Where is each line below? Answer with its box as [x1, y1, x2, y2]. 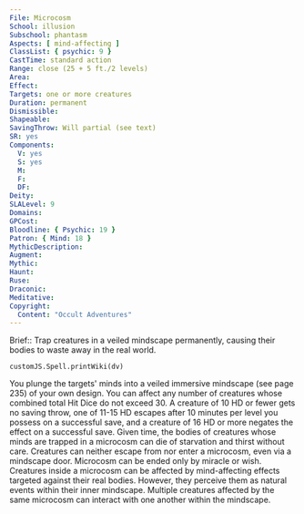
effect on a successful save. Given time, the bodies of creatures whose [9, 427, 277, 437]
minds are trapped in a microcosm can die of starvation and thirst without [9, 437, 285, 447]
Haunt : [9, 268, 35, 277]
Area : [9, 73, 30, 82]
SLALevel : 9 [9, 200, 55, 210]
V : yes [17, 149, 43, 158]
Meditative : [9, 293, 55, 302]
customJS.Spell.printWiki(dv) [9, 362, 125, 372]
